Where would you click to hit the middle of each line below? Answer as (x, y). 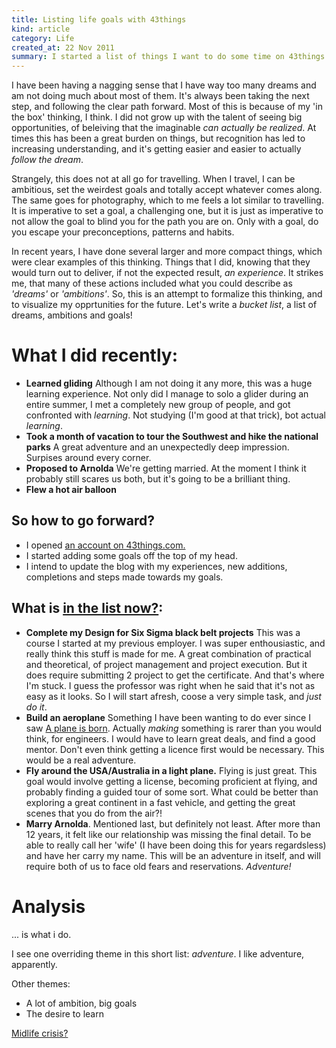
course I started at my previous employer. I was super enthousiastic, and (175, 643)
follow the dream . (47, 160)
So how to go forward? (83, 521)
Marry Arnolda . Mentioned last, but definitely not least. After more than (173, 823)
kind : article (41, 29)
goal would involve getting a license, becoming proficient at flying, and (171, 781)
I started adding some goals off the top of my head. (131, 555)
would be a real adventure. (81, 760)
